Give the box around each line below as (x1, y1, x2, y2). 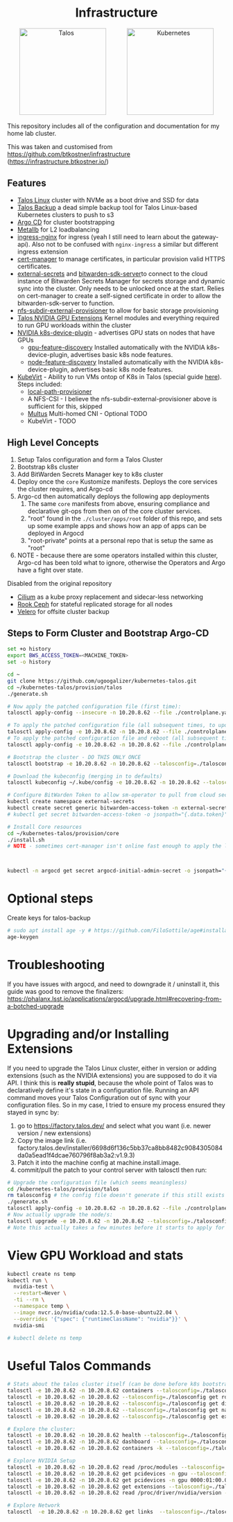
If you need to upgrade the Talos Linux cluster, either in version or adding (7, 1064, 217, 1072)
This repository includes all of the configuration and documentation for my (7, 121, 220, 130)
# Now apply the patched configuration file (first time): (7, 703, 182, 710)
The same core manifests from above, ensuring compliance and (27, 499, 210, 507)
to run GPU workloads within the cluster (17, 321, 132, 329)
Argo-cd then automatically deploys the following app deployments (17, 492, 210, 500)
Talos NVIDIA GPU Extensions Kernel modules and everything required (17, 313, 220, 322)
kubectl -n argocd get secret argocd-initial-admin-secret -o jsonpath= (7, 868, 222, 875)
